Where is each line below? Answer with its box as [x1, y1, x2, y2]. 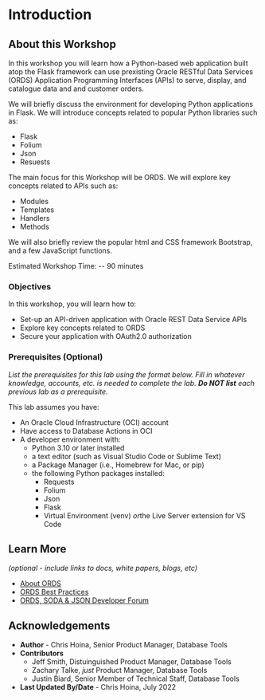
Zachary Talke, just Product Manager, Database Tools [31, 666, 208, 675]
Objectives [8, 281, 52, 292]
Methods [19, 222, 49, 231]
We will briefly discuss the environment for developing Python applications [8, 100, 253, 108]
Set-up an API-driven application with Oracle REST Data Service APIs [19, 315, 247, 324]
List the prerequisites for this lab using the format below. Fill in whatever [8, 369, 245, 379]
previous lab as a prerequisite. [8, 387, 108, 396]
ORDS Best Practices [19, 588, 89, 597]
